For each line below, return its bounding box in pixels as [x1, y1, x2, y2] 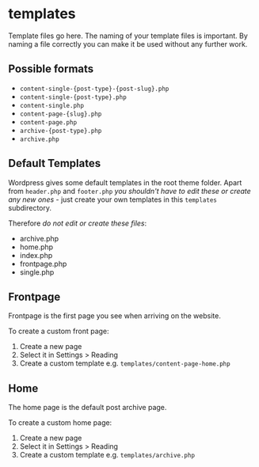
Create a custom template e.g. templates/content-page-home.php [19, 359, 231, 368]
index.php [19, 250, 53, 260]
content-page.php [19, 118, 78, 127]
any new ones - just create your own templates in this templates [8, 195, 218, 204]
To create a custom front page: [8, 326, 109, 336]
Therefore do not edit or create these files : [8, 218, 147, 228]
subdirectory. [8, 203, 52, 212]
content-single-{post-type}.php [19, 93, 127, 101]
